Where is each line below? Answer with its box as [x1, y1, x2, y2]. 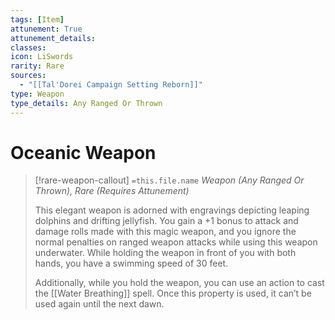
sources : [10, 71, 47, 81]
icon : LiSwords [10, 52, 74, 62]
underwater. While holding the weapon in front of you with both [34, 247, 297, 259]
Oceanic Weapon [10, 141, 157, 164]
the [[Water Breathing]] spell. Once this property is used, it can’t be [34, 287, 312, 300]
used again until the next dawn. [34, 298, 165, 310]
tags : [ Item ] [10, 14, 65, 25]
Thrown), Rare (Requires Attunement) [34, 185, 190, 197]
